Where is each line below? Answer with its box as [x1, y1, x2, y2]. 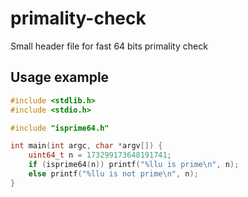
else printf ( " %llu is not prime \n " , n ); [28, 169, 199, 179]
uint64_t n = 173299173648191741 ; [28, 150, 172, 161]
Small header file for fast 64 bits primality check [10, 40, 208, 52]
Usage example [10, 69, 110, 86]
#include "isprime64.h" [10, 123, 110, 133]
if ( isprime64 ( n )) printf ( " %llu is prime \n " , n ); [28, 160, 240, 170]
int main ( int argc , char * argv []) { [10, 141, 163, 151]
